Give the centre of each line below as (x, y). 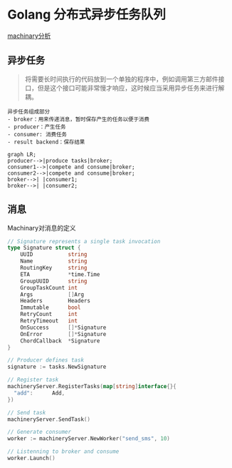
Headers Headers (56, 301)
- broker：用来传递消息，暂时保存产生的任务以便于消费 (78, 119)
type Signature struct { (44, 248)
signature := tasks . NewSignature (57, 367)
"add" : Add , (39, 393)
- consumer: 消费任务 (37, 134)
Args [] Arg (52, 294)
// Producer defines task (46, 360)
